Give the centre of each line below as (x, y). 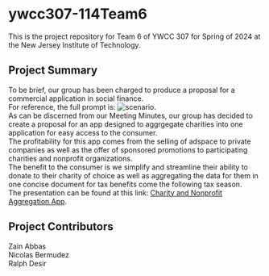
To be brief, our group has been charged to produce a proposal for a (122, 90)
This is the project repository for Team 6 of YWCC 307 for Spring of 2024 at (134, 36)
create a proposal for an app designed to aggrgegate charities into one (126, 124)
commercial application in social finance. (76, 98)
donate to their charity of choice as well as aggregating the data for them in (134, 175)
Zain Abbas (27, 246)
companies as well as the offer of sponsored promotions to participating (128, 149)
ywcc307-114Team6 (78, 14)
